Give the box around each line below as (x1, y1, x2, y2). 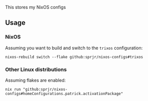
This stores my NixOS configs (5, 4, 66, 10)
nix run (5, 87, 21, 92)
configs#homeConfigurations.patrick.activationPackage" (5, 91, 123, 96)
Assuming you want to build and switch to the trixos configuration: (5, 45, 143, 51)
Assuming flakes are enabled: (5, 77, 66, 83)
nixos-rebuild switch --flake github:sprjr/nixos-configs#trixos (5, 54, 143, 59)
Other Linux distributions (5, 66, 67, 73)
